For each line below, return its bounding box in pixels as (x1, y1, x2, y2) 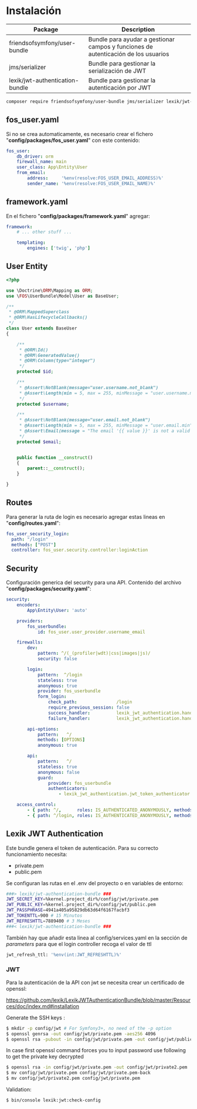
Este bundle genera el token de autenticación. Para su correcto (6, 844, 158, 851)
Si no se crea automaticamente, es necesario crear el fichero (6, 130, 154, 137)
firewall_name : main (16, 159, 67, 165)
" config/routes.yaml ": (6, 519, 60, 526)
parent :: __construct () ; (27, 465, 85, 471)
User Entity (6, 261, 48, 271)
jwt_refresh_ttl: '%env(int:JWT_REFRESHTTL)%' (6, 951, 122, 958)
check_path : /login (47, 699, 133, 705)
